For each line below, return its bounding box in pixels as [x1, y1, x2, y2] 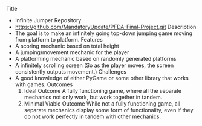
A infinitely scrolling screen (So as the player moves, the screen [15, 61, 174, 69]
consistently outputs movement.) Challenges [15, 68, 127, 75]
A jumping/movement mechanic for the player [15, 49, 129, 56]
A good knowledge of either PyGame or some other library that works [15, 75, 189, 81]
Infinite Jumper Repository [15, 17, 82, 24]
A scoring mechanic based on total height [15, 42, 120, 49]
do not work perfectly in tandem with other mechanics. [24, 113, 161, 120]
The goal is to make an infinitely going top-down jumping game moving [15, 30, 192, 37]
